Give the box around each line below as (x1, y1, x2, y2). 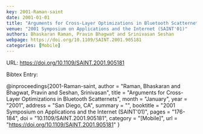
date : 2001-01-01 (6, 14, 50, 21)
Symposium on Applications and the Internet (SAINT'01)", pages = (6, 108, 171, 115)
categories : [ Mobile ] (6, 43, 61, 49)
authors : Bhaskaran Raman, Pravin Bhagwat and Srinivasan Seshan (6, 31, 174, 37)
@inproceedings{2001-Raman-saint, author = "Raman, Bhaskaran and (6, 82, 181, 89)
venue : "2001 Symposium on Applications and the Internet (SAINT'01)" (6, 25, 188, 32)
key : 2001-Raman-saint (6, 8, 63, 15)
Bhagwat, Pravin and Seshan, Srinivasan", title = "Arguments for (6, 89, 165, 96)
